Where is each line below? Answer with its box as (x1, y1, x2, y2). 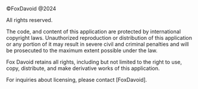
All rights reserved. (6, 17, 53, 23)
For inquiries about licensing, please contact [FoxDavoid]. (6, 77, 147, 83)
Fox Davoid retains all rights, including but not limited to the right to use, (6, 59, 183, 65)
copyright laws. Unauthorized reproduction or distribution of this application (6, 34, 192, 41)
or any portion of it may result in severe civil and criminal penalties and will (6, 41, 189, 47)
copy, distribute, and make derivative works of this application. (6, 65, 160, 72)
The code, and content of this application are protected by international (6, 28, 181, 35)
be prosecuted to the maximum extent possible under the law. (6, 47, 158, 54)
